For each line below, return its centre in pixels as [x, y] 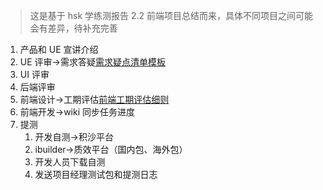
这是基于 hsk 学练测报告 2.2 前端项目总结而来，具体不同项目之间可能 [171, 15]
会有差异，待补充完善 [73, 28]
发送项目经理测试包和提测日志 [96, 174]
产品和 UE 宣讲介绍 [59, 49]
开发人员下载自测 [70, 162]
